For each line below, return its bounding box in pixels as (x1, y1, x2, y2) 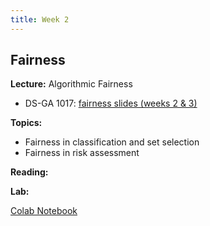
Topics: (10, 117, 43, 129)
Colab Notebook (10, 205, 78, 217)
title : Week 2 (10, 14, 70, 25)
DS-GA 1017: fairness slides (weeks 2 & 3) (24, 97, 198, 110)
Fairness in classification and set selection (24, 136, 200, 148)
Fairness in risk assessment (24, 147, 140, 159)
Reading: (10, 166, 49, 178)
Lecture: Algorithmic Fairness (10, 78, 133, 90)
